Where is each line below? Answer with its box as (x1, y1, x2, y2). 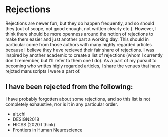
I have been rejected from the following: (5, 83, 133, 91)
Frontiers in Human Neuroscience (12, 127, 83, 133)
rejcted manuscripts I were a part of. (5, 68, 81, 74)
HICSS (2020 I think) (12, 121, 55, 127)
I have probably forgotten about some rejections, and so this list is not (5, 96, 150, 102)
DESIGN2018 (12, 116, 39, 122)
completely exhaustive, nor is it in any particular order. (5, 101, 118, 107)
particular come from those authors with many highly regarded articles (5, 41, 152, 47)
